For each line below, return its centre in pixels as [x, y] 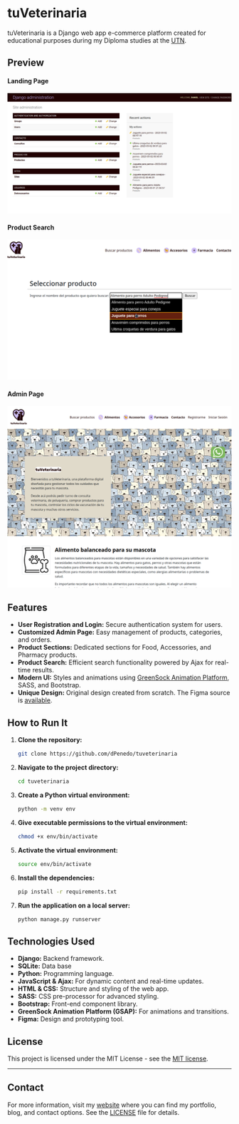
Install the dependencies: [56, 878]
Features [27, 608]
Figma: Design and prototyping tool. [71, 1019]
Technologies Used [51, 941]
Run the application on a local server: [74, 905]
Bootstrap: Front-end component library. [78, 1004]
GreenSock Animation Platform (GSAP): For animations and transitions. [123, 1011]
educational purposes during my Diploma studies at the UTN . [97, 40]
